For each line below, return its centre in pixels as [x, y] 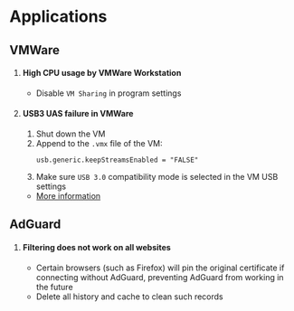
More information [68, 195]
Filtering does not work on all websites [97, 247]
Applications [58, 17]
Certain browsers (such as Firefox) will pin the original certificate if [160, 268]
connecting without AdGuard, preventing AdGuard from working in [160, 277]
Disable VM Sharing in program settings [109, 93]
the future [55, 287]
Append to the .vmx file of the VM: [99, 143]
